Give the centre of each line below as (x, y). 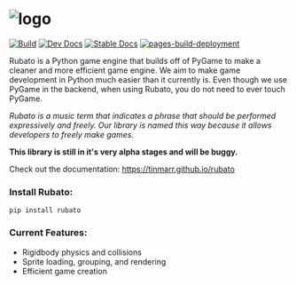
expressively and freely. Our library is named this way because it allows (140, 125)
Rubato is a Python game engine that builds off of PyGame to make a (135, 60)
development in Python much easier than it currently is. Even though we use (148, 79)
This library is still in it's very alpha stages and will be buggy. (124, 152)
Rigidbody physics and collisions (82, 252)
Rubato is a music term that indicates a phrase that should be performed (143, 115)
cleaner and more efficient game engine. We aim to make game (125, 70)
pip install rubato (45, 210)
